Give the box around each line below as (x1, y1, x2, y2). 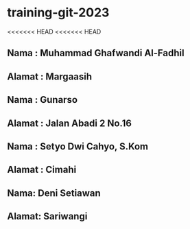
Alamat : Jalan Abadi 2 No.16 (7, 117, 132, 129)
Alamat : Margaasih (7, 71, 93, 82)
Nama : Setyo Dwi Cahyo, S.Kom (7, 141, 149, 152)
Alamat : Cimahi (7, 164, 77, 176)
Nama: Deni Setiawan (7, 187, 101, 199)
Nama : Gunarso (7, 94, 78, 106)
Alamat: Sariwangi (7, 210, 88, 222)
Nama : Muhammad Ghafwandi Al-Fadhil (7, 47, 185, 59)
